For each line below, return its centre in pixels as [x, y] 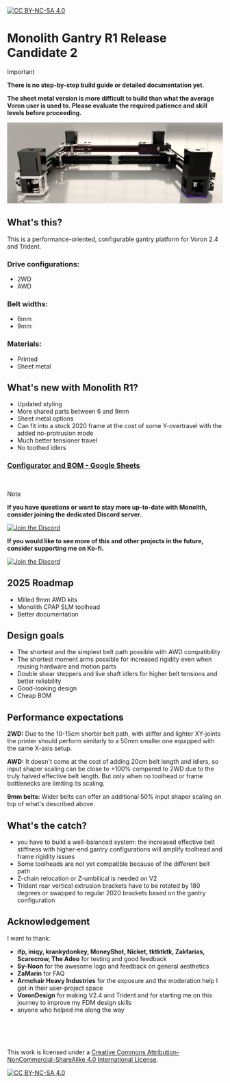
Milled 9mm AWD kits [47, 599]
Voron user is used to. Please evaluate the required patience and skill [107, 105]
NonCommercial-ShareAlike [46, 1059]
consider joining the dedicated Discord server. [75, 514]
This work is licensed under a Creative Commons [76, 1052]
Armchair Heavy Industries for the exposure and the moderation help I [117, 980]
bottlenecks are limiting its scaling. [56, 784]
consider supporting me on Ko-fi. [55, 548]
